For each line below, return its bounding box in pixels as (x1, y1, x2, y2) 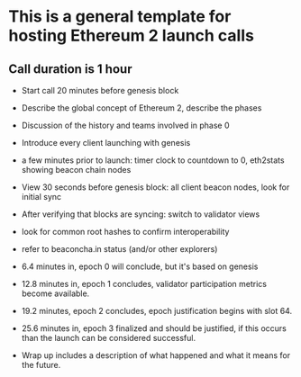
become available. (21, 288, 90, 299)
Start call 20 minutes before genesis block (21, 85, 179, 95)
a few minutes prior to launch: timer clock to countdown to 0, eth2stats (21, 155, 285, 166)
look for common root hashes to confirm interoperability (21, 227, 230, 237)
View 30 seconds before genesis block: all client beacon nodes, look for (21, 182, 290, 193)
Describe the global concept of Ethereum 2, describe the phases (21, 103, 262, 113)
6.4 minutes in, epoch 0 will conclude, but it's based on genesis (21, 261, 259, 272)
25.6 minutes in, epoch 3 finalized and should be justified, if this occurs (21, 323, 287, 334)
